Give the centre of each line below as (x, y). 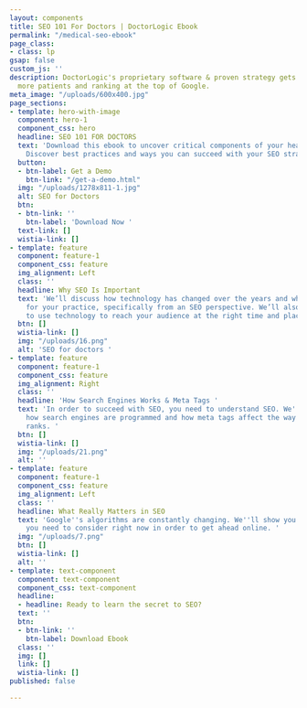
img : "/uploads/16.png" (63, 341)
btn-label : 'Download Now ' (79, 222)
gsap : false (32, 60)
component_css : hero (57, 129)
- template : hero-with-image (65, 112)
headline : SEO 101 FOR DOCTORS (77, 137)
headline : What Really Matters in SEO (92, 511)
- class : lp (32, 52)
